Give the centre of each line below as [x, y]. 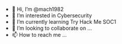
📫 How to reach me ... [39, 35]
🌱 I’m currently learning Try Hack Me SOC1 [64, 22]
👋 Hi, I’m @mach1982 [38, 9]
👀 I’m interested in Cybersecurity [52, 15]
